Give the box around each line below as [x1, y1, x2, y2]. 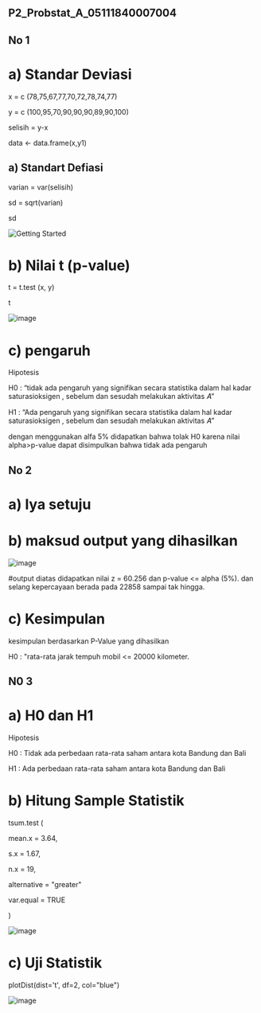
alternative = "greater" [8, 880, 82, 890]
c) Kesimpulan [8, 610, 106, 628]
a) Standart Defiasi [8, 161, 103, 174]
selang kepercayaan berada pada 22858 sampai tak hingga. [8, 581, 205, 592]
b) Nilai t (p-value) [8, 256, 130, 274]
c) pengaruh [8, 342, 92, 359]
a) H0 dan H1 [8, 706, 94, 725]
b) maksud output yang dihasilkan [8, 532, 239, 550]
